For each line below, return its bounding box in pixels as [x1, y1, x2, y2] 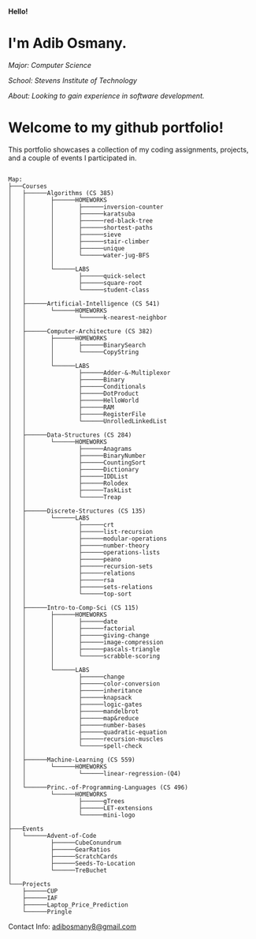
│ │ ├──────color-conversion [8, 679, 160, 688]
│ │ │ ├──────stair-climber [8, 237, 150, 246]
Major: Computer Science [8, 60, 92, 69]
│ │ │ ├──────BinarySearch [8, 341, 147, 349]
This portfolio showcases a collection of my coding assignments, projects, [8, 145, 249, 154]
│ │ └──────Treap [8, 493, 122, 501]
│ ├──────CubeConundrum [8, 839, 122, 847]
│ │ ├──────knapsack [8, 693, 132, 701]
